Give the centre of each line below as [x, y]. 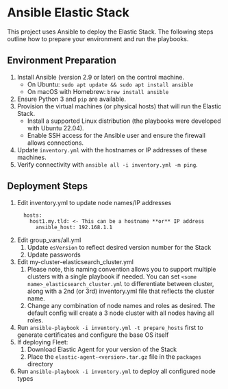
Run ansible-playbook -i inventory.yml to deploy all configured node [116, 371]
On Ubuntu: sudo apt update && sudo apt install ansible [110, 84]
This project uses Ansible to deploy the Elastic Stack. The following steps [110, 32]
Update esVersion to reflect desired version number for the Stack [119, 247]
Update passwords [54, 255]
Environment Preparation [62, 61]
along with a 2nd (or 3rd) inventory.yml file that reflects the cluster [121, 291]
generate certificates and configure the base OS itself [93, 335]
